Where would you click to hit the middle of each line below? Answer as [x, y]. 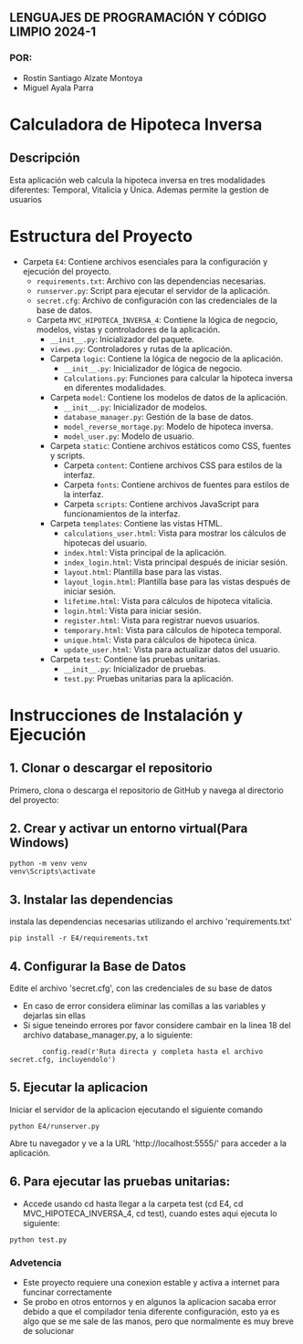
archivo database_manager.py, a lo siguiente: [108, 1035]
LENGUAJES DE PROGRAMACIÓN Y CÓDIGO [138, 18]
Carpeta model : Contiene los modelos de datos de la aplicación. [169, 397]
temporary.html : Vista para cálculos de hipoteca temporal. [172, 630]
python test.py [38, 1240]
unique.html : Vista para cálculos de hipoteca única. [160, 640]
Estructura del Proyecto [101, 236]
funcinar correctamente [67, 1292]
